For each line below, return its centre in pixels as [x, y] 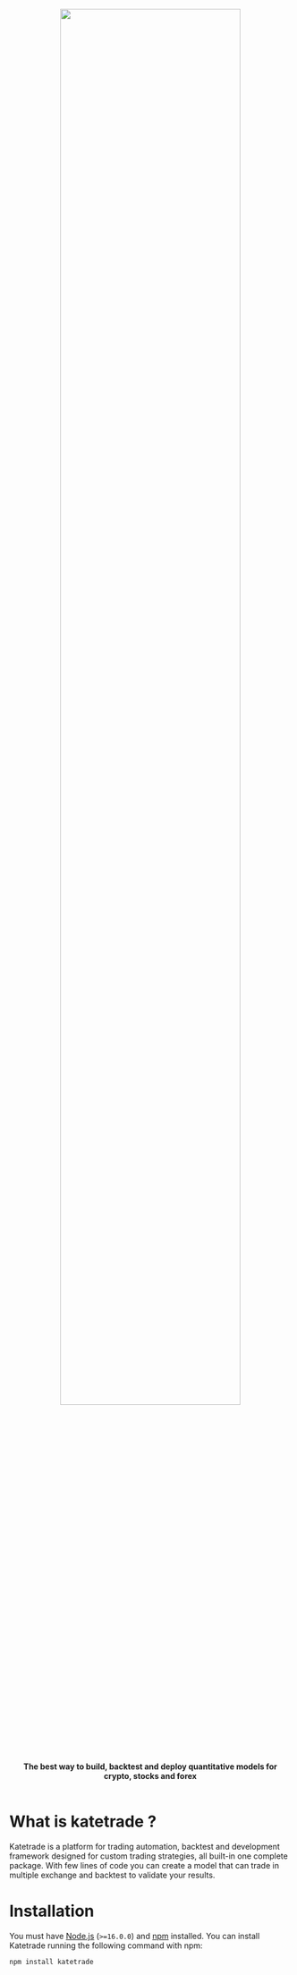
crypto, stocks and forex [150, 1776]
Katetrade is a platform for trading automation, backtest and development [144, 1846]
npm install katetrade [51, 1962]
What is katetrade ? [83, 1822]
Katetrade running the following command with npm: [106, 1945]
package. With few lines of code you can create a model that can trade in [144, 1865]
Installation [52, 1911]
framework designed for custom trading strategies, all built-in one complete [148, 1856]
